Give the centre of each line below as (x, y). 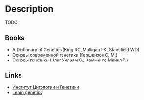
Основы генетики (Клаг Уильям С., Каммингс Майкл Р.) (70, 60)
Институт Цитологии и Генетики (45, 87)
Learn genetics (27, 92)
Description (29, 9)
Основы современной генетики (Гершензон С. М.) (65, 55)
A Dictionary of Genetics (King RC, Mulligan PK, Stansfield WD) (76, 49)
